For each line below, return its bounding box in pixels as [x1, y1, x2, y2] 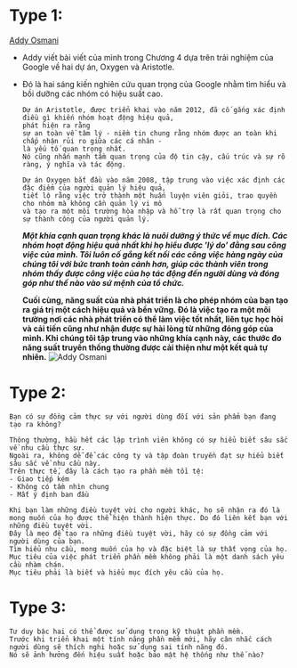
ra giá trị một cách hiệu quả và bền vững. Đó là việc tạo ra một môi [21, 304, 271, 314]
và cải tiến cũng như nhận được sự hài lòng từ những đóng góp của [21, 322, 274, 334]
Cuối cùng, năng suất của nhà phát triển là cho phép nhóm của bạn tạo [21, 295, 289, 305]
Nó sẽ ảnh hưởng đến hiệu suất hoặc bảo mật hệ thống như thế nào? [9, 650, 265, 659]
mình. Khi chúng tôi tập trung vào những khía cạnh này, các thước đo [21, 332, 282, 343]
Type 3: [9, 598, 67, 618]
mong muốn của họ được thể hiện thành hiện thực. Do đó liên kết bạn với [9, 513, 289, 522]
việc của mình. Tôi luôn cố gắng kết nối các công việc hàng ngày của [21, 248, 283, 259]
